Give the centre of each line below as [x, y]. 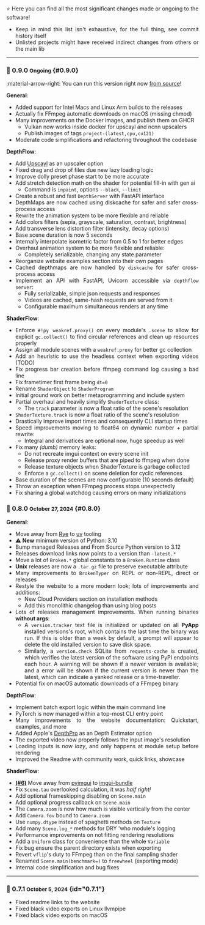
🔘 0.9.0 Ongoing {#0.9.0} [43, 70]
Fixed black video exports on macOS [61, 915]
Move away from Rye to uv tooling [58, 533]
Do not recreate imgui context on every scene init [86, 454]
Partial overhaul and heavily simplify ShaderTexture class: [87, 402]
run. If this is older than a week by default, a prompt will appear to [111, 637]
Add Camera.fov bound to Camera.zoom [63, 815]
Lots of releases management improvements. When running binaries [107, 612]
